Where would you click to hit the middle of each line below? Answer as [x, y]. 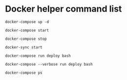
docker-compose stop [26, 39]
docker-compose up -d [27, 22]
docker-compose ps [24, 73]
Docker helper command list [63, 9]
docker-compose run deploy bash [38, 56]
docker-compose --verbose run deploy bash [49, 64]
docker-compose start [27, 30]
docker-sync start [24, 47]
